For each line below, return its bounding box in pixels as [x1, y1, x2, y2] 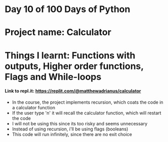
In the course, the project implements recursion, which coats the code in [12, 99, 163, 105]
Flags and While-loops [5, 71, 102, 83]
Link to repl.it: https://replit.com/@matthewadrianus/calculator [5, 88, 141, 94]
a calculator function [12, 104, 55, 110]
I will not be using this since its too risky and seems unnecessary [12, 120, 148, 126]
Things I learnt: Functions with [5, 49, 136, 61]
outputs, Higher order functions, [5, 60, 144, 72]
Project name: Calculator [5, 27, 112, 38]
